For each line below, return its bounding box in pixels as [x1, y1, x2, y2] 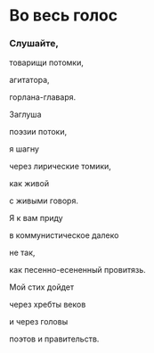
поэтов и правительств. [9, 333, 100, 344]
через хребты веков [9, 300, 86, 310]
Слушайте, [9, 37, 60, 50]
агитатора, [9, 75, 51, 86]
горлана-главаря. [9, 92, 77, 103]
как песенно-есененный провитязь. [9, 265, 146, 275]
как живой [9, 178, 50, 189]
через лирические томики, [9, 161, 111, 172]
